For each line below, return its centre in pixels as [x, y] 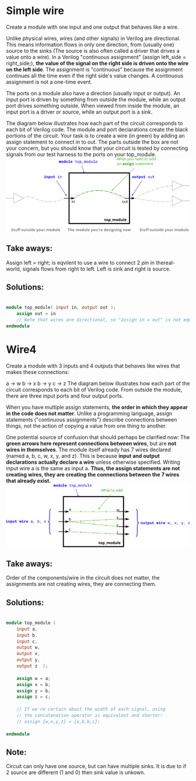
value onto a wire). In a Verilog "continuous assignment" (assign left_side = [96, 57]
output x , [29, 654]
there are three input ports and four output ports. [65, 396]
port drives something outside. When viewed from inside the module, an [93, 105]
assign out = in [36, 314]
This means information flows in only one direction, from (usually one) [90, 44]
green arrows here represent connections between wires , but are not [91, 443]
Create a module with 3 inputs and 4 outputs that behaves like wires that [93, 366]
